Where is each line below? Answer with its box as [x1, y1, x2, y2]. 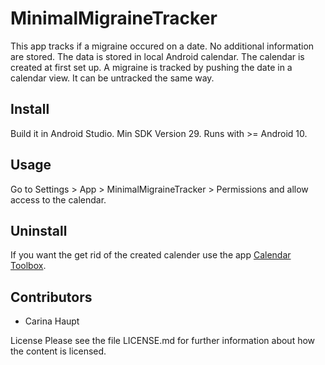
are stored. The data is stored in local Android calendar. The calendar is [10, 50, 305, 62]
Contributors [10, 288, 93, 306]
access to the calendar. [10, 193, 107, 206]
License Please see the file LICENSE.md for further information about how [10, 335, 316, 347]
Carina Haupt [24, 315, 80, 327]
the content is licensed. [10, 345, 107, 357]
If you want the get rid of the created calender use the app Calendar [10, 249, 292, 261]
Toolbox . [10, 260, 47, 272]
